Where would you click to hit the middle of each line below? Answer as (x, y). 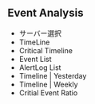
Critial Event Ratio (48, 92)
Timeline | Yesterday (53, 75)
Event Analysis (46, 13)
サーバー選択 (40, 33)
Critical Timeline (46, 50)
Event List (36, 59)
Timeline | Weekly (48, 84)
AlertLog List (40, 67)
